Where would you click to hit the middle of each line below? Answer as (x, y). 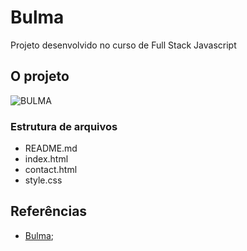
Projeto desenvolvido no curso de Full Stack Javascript (123, 45)
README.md (51, 148)
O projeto (40, 76)
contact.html (51, 170)
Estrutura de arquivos (64, 126)
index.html (46, 159)
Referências (49, 211)
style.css (43, 180)
